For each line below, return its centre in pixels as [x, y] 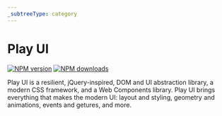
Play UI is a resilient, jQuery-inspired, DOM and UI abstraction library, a [111, 82]
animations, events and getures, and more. [70, 105]
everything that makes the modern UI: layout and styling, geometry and [111, 97]
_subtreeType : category [42, 14]
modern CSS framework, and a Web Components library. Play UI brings [111, 90]
